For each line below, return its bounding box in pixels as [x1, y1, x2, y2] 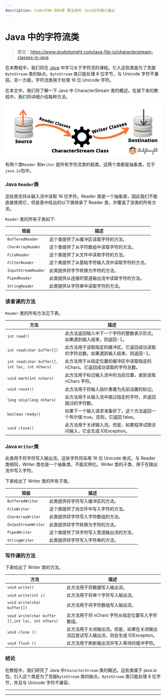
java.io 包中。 [5, 167, 34, 173]
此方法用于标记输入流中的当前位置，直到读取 [65, 372, 156, 378]
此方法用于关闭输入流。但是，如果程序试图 [65, 422, 152, 428]
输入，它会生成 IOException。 [69, 428, 130, 434]
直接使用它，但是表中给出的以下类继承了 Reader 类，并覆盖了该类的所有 [5, 199, 152, 205]
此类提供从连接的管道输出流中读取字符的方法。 [49, 275, 145, 281]
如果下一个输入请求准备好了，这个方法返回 [65, 408, 152, 414]
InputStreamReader [7, 268, 45, 273]
